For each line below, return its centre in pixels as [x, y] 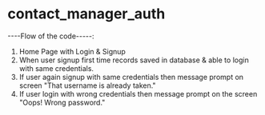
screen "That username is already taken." [88, 85]
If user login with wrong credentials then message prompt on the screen [138, 93]
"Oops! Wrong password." [62, 102]
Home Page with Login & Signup [72, 51]
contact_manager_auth [86, 14]
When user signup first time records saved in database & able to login [134, 60]
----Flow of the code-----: [51, 36]
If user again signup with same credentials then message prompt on [131, 77]
